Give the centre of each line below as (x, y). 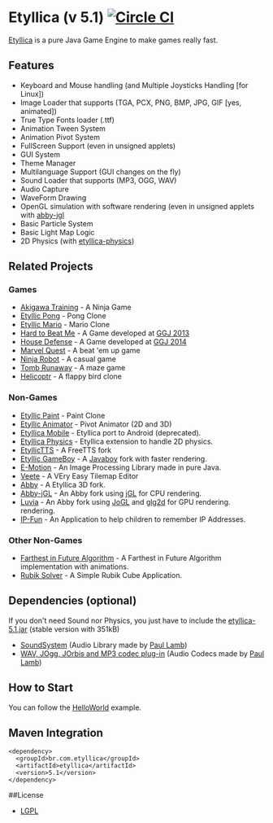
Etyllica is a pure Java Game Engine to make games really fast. (113, 40)
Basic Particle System (56, 223)
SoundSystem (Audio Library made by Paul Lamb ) (104, 645)
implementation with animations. (74, 567)
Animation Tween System (63, 128)
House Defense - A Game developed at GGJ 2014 (103, 342)
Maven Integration (56, 733)
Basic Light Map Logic (57, 232)
